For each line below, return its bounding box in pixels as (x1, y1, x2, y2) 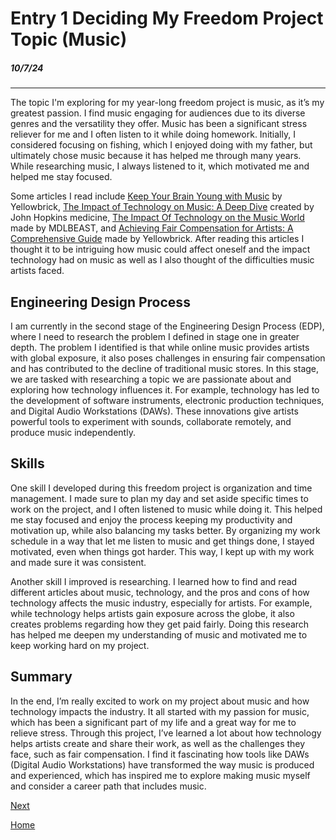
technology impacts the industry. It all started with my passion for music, (10, 705, 310, 717)
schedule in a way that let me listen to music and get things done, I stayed (10, 535, 315, 547)
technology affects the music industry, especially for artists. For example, (10, 597, 313, 609)
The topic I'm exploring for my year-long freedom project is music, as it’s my (10, 97, 325, 109)
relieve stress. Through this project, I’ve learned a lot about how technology (10, 727, 322, 739)
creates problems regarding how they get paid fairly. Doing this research (10, 618, 310, 630)
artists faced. (10, 265, 65, 277)
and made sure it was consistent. (10, 556, 147, 568)
